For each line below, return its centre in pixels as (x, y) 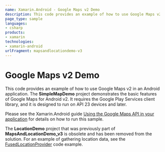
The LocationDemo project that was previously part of (60, 129)
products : (15, 32)
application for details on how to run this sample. (55, 119)
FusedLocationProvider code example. (44, 144)
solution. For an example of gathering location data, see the (65, 139)
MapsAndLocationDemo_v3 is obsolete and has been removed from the (79, 134)
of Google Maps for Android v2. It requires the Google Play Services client (80, 99)
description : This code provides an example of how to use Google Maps (80, 14)
